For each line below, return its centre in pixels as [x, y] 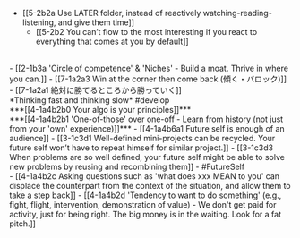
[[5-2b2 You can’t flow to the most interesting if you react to [146, 32]
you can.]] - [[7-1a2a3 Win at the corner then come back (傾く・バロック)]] [148, 79]
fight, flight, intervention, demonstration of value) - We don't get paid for [143, 204]
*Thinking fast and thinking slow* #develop [90, 100]
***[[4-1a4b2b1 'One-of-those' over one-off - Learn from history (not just [146, 119]
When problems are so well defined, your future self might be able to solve [147, 157]
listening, [39, 22]
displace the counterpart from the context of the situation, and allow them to [150, 186]
